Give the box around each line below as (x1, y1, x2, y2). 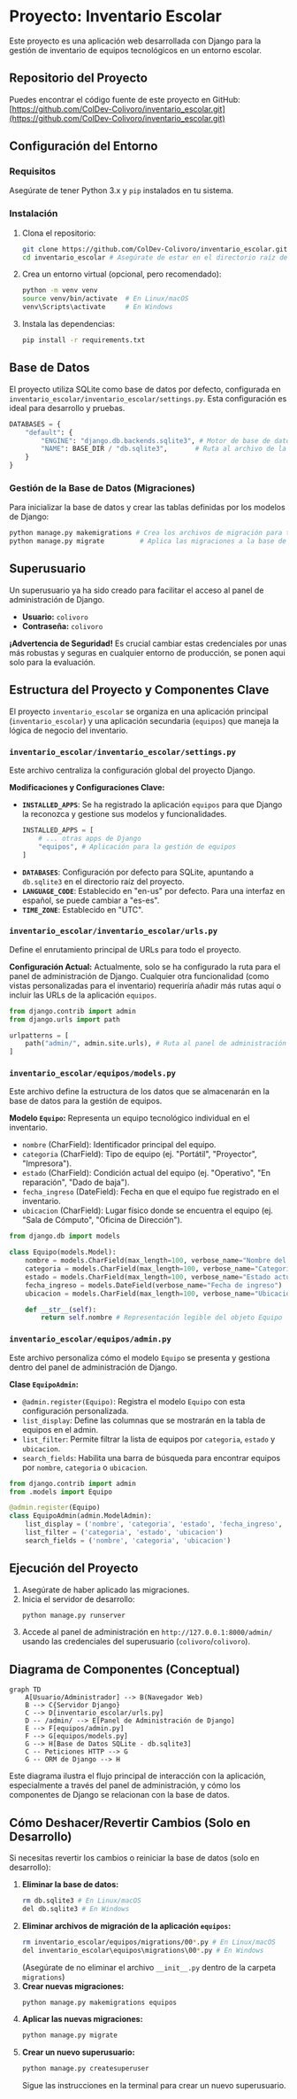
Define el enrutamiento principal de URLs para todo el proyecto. (9, 944, 241, 954)
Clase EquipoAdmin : (9, 1379, 80, 1389)
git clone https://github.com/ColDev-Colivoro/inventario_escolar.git (21, 245, 288, 253)
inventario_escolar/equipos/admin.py (9, 1334, 172, 1344)
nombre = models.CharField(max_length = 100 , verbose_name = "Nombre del (25, 1256, 287, 1265)
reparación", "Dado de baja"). (21, 1177, 130, 1188)
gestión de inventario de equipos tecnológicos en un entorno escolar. (9, 44, 263, 55)
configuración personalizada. (21, 1405, 129, 1416)
